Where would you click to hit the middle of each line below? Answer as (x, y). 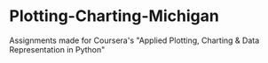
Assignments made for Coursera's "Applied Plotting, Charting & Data (134, 40)
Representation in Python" (57, 49)
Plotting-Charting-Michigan (114, 16)
